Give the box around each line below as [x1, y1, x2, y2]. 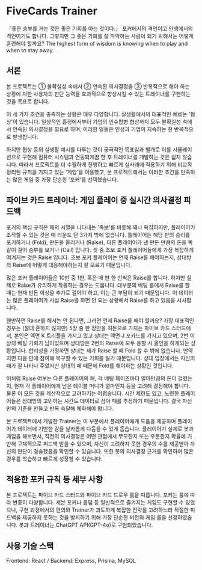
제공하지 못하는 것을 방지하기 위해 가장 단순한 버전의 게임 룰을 [22, 514, 167, 521]
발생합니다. [12, 133, 39, 140]
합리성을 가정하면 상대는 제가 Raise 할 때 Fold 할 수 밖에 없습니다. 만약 [28, 347, 194, 354]
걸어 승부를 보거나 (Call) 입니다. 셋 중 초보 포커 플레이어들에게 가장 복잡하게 [17, 246, 194, 253]
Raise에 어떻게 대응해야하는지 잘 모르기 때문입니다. [12, 261, 132, 268]
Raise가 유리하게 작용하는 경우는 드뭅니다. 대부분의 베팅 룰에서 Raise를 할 [17, 281, 191, 289]
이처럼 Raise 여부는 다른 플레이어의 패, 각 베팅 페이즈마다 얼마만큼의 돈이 [6, 375, 177, 382]
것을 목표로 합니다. [6, 97, 50, 105]
